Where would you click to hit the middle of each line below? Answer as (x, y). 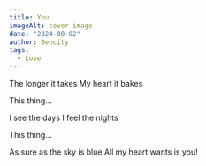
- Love (29, 58)
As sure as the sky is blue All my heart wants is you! (103, 152)
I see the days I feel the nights (64, 117)
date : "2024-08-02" (45, 34)
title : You (29, 17)
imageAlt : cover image (51, 26)
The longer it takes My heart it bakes (76, 83)
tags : (19, 50)
